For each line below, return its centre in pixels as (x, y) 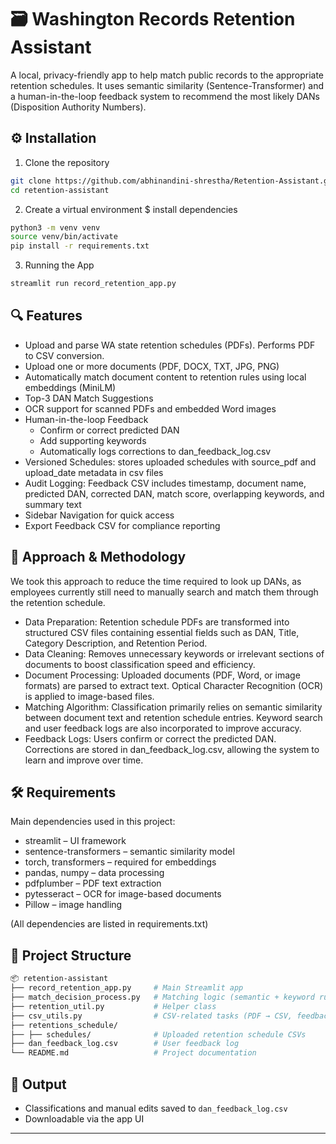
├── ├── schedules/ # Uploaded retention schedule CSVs (158, 1034)
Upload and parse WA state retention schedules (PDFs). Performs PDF (170, 345)
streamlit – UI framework (75, 841)
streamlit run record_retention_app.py (93, 284)
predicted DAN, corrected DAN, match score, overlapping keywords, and (174, 493)
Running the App (59, 265)
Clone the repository (67, 162)
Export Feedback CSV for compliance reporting (122, 525)
